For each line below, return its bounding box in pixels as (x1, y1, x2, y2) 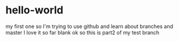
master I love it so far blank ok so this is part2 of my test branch (5, 29, 160, 36)
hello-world (5, 3, 64, 17)
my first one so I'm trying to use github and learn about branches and (5, 23, 174, 30)
